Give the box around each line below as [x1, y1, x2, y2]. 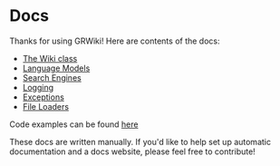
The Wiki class [22, 53, 78, 63]
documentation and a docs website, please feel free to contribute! [9, 146, 256, 157]
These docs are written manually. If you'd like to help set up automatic [9, 136, 272, 147]
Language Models [22, 63, 91, 73]
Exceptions [22, 92, 65, 103]
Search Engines [22, 72, 82, 83]
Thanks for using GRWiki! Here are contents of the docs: [9, 35, 220, 46]
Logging [22, 82, 54, 93]
